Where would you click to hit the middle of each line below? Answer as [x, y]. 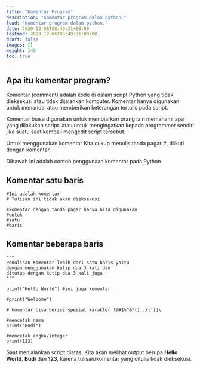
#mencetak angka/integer [37, 336]
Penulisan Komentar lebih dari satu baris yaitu [68, 263]
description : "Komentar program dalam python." [67, 17]
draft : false [22, 39]
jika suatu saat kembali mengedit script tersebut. [66, 132]
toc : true [19, 56]
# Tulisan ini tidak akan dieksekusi [53, 199]
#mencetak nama [25, 321]
